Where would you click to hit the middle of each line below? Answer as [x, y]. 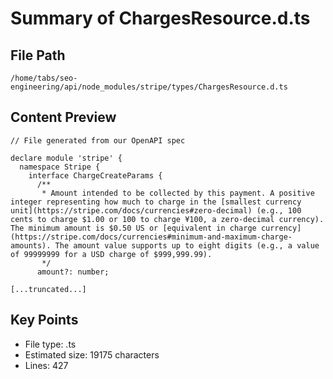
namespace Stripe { [60, 167]
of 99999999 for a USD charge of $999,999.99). [111, 254]
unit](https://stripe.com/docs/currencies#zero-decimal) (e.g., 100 [156, 210]
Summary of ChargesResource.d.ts [160, 18]
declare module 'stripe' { [66, 158]
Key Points [44, 320]
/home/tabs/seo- [44, 78]
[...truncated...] [48, 289]
